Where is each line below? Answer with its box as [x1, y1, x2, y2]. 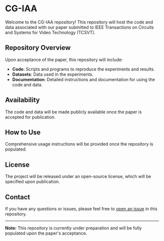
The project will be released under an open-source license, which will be [5, 174, 151, 179]
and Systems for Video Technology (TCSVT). [5, 29, 96, 35]
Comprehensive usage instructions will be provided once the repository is [5, 141, 154, 147]
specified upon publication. [5, 179, 60, 185]
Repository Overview [5, 44, 71, 52]
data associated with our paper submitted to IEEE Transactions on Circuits [5, 24, 154, 30]
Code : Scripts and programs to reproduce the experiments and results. [12, 66, 155, 72]
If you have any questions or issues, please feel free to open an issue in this [5, 206, 158, 212]
